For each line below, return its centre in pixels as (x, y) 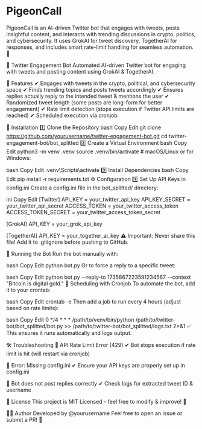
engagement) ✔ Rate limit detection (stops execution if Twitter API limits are (100, 109)
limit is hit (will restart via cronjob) (48, 354)
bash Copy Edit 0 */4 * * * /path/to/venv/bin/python (70, 319)
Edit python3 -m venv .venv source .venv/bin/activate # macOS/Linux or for (100, 151)
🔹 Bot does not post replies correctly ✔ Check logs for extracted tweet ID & (99, 383)
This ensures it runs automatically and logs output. (69, 332)
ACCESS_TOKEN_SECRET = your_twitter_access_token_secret (84, 212)
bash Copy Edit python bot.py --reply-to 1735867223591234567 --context (99, 277)
